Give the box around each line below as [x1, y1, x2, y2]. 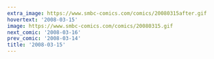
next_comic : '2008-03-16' [7, 28, 81, 36]
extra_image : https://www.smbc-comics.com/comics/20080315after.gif [7, 9, 207, 17]
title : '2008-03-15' [7, 41, 67, 48]
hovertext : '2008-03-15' [7, 16, 78, 23]
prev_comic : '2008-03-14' [7, 35, 81, 42]
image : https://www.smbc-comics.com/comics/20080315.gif [7, 22, 174, 29]
